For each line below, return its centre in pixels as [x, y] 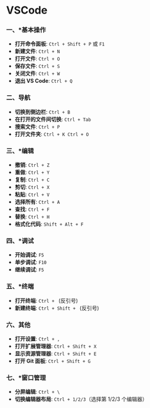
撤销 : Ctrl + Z [32, 165]
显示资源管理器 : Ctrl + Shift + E [56, 354]
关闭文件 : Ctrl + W [37, 73]
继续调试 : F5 [29, 269]
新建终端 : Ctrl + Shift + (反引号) [57, 308]
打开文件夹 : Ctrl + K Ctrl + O [52, 134]
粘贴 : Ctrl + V [32, 195]
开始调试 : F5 [29, 255]
